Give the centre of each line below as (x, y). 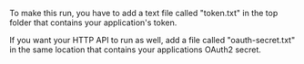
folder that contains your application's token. (93, 23)
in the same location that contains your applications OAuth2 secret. (136, 50)
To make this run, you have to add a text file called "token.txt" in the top (144, 13)
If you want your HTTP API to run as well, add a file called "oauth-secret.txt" (152, 40)
